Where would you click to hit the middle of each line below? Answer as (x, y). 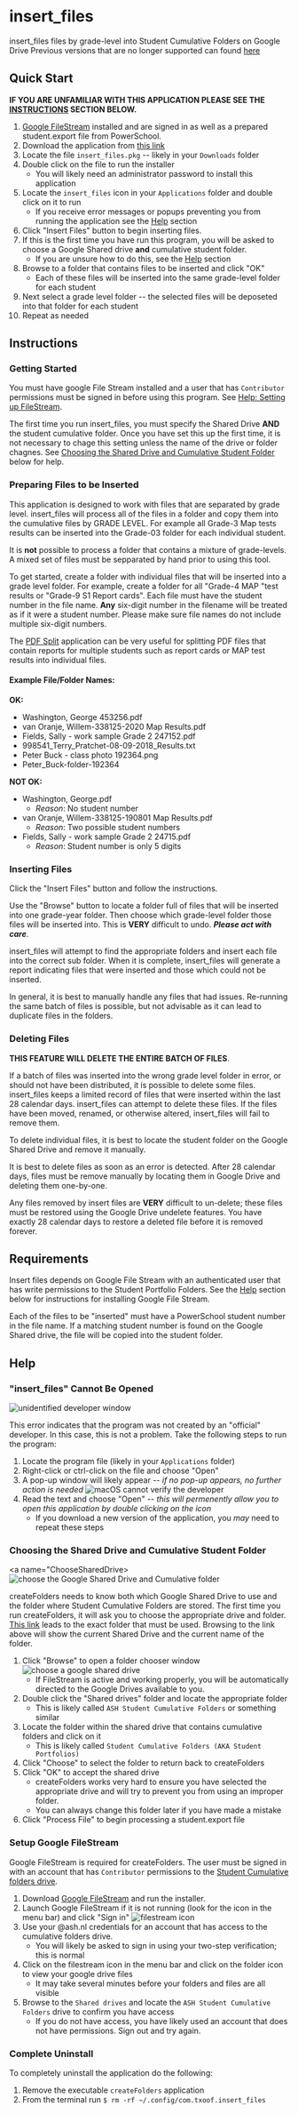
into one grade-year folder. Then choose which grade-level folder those (141, 915)
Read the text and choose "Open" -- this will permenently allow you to (150, 1499)
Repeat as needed (55, 315)
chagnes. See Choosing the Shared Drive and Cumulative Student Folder (142, 452)
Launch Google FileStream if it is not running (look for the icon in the (147, 1908)
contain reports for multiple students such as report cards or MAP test (137, 650)
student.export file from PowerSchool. (92, 136)
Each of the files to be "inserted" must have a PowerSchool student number (148, 1317)
